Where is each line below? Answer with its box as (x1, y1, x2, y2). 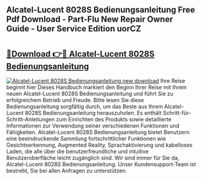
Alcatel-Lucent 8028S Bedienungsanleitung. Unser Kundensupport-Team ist (6, 161, 197, 168)
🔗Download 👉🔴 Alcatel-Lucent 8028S (6, 48, 155, 59)
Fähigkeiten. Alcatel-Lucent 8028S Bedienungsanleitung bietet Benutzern (6, 129, 190, 135)
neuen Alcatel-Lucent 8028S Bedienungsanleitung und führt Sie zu (6, 90, 174, 97)
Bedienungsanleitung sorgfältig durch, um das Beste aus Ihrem (6, 103, 163, 110)
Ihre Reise (160, 77, 186, 84)
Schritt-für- (163, 109, 192, 117)
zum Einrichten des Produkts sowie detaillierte (56, 116, 172, 123)
